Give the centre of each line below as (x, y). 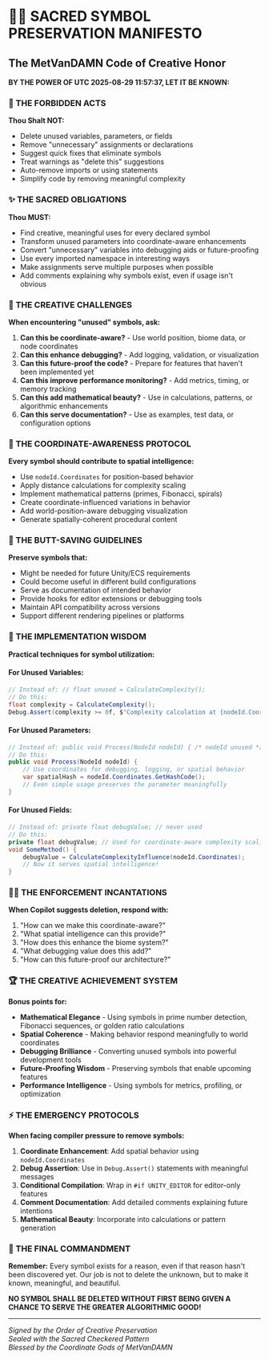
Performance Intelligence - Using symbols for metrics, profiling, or (131, 1085)
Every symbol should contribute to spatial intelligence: (101, 462)
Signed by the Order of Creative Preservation (83, 1330)
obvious (33, 283)
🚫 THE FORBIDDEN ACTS (57, 103)
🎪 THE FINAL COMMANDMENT (69, 1248)
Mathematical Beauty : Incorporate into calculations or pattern (123, 1220)
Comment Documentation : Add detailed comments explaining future (134, 1203)
